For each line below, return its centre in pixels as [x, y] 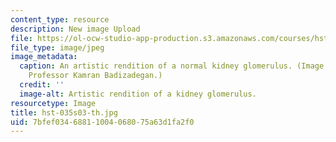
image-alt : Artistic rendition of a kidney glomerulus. [138, 94]
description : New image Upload [75, 29]
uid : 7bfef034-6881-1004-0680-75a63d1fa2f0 [102, 122]
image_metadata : [44, 57]
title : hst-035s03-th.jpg [64, 112]
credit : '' [42, 85]
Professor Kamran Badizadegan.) [95, 76]
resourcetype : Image [53, 103]
